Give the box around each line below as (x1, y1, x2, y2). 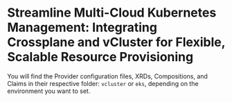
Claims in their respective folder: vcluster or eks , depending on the (7, 79, 199, 87)
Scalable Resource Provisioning (7, 49, 194, 65)
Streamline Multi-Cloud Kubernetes (7, 5, 217, 21)
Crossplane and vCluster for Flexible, (7, 35, 226, 50)
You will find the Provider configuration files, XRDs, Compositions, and (7, 71, 208, 80)
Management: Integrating (7, 19, 158, 35)
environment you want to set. (7, 87, 91, 95)
